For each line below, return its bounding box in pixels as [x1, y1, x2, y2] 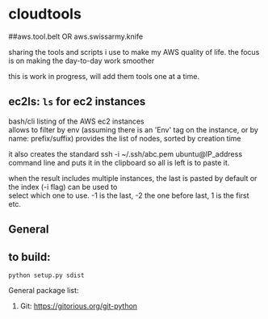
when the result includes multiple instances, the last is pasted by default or [8, 173, 258, 183]
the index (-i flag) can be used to [8, 182, 118, 191]
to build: [8, 250, 51, 263]
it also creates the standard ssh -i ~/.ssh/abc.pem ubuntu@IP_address [8, 149, 243, 158]
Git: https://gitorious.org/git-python [19, 300, 138, 311]
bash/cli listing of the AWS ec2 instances [8, 116, 145, 126]
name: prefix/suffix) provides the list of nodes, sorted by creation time [8, 133, 241, 143]
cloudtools [8, 5, 82, 23]
